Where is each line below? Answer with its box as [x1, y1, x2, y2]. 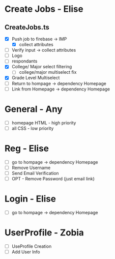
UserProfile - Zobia [4, 227, 84, 238]
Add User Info [11, 249, 40, 255]
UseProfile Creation [11, 243, 52, 249]
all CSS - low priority [11, 125, 54, 131]
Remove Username [11, 165, 51, 171]
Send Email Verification [11, 170, 59, 176]
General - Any [4, 103, 62, 115]
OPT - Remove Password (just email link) [11, 175, 95, 181]
